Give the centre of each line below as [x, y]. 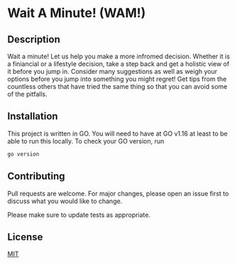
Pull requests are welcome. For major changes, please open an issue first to [118, 193]
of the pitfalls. [27, 94]
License [25, 237]
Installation [33, 116]
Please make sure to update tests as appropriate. [79, 215]
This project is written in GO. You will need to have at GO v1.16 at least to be [118, 134]
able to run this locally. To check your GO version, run [86, 141]
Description [34, 39]
